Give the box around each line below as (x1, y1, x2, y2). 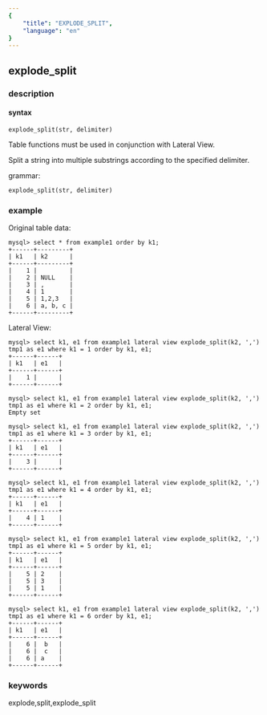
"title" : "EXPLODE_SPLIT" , (22, 19, 113, 27)
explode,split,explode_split (8, 698, 96, 708)
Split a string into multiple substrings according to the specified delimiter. (8, 155, 250, 165)
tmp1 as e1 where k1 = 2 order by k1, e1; (8, 402, 152, 410)
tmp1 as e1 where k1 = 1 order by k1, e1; (8, 346, 152, 354)
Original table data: (8, 223, 71, 233)
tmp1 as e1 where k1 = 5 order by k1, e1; (8, 542, 152, 550)
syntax (8, 108, 32, 117)
